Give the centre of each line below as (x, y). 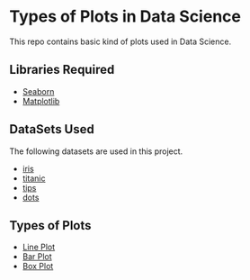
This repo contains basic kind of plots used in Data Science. (121, 41)
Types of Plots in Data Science (125, 17)
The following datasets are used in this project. (96, 151)
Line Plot (39, 247)
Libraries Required (62, 70)
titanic (34, 178)
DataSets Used (52, 129)
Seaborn (38, 91)
